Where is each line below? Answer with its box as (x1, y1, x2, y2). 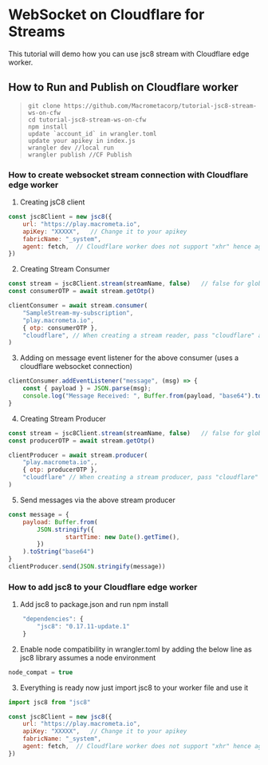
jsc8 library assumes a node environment (19, 652, 156, 662)
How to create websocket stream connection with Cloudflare (8, 169, 249, 180)
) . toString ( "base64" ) (22, 548, 94, 556)
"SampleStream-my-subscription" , (22, 309, 134, 317)
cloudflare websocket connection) (19, 362, 133, 371)
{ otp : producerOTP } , (22, 466, 98, 474)
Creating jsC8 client (19, 197, 85, 207)
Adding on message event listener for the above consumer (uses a (19, 353, 239, 363)
